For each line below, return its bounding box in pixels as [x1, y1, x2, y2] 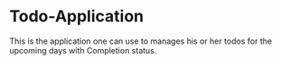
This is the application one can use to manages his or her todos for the [9, 36, 273, 46]
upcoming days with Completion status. [9, 45, 157, 55]
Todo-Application [9, 6, 145, 27]
